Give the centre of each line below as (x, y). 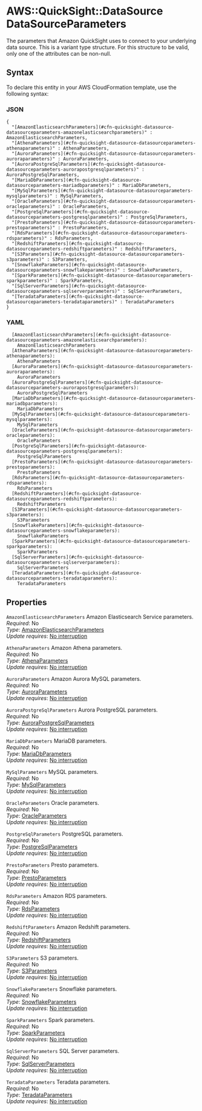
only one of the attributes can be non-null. (59, 53)
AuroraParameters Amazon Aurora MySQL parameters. (74, 679)
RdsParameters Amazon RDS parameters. (57, 896)
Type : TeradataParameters (39, 1095)
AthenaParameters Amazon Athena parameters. (64, 648)
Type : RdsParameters (33, 909)
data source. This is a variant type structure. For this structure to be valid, (98, 47)
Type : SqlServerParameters (41, 1064)
